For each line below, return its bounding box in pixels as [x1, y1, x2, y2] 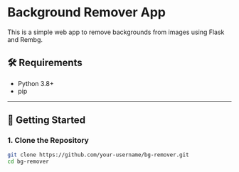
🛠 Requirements [7, 57, 83, 69]
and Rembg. [7, 35, 43, 43]
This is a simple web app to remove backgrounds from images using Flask [7, 28, 225, 36]
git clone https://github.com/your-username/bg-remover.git [7, 151, 190, 158]
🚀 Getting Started [7, 114, 86, 127]
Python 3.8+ [17, 79, 55, 87]
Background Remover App [7, 4, 166, 21]
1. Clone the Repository [7, 136, 89, 146]
